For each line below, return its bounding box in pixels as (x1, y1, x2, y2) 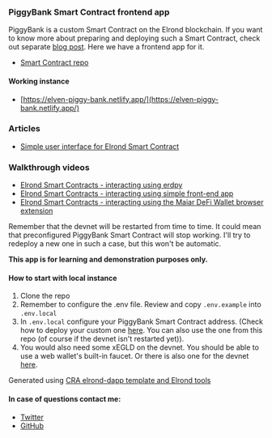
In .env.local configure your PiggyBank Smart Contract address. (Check (19, 317, 264, 326)
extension (19, 206, 53, 216)
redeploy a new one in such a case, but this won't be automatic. (8, 239, 222, 249)
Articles (8, 123, 40, 134)
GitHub (19, 420, 45, 431)
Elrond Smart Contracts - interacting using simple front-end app (19, 189, 234, 198)
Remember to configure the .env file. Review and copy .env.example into (19, 300, 261, 309)
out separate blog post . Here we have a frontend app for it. (8, 42, 205, 52)
